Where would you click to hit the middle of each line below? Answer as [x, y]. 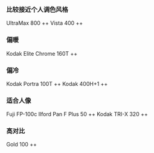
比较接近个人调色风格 [37, 9]
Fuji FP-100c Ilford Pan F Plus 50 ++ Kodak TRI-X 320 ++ [77, 114]
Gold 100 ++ [22, 145]
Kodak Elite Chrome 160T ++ [42, 53]
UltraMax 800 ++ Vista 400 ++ [45, 23]
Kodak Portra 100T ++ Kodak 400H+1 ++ [57, 83]
